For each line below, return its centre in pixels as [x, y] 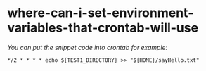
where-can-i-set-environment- [101, 13]
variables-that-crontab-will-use [103, 28]
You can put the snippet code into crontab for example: [88, 47]
